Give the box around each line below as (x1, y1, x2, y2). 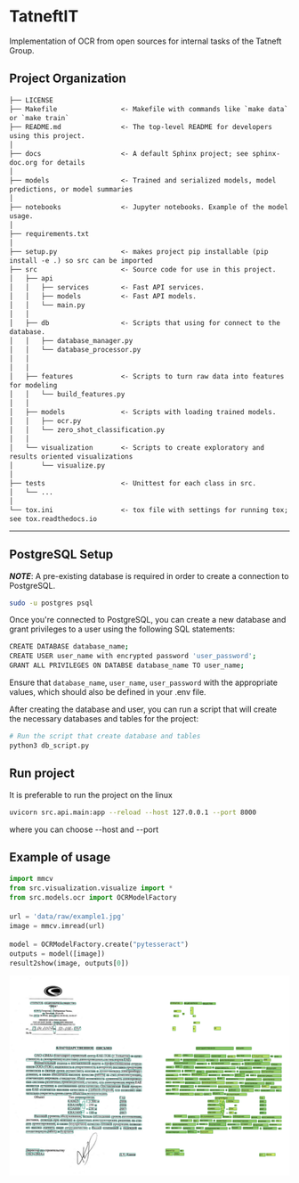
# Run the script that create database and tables (9, 732, 201, 741)
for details (41, 158, 86, 167)
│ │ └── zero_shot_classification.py (9, 425, 166, 434)
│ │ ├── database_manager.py (9, 336, 133, 345)
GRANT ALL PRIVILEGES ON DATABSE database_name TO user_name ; (9, 661, 245, 670)
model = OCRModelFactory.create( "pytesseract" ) (9, 940, 190, 950)
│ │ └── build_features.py (9, 389, 125, 398)
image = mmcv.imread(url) (9, 921, 105, 930)
